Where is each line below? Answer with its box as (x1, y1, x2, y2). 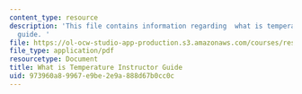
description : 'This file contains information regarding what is (9, 21, 263, 30)
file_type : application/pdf (9, 47, 115, 56)
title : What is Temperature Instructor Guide (9, 64, 182, 73)
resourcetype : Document (9, 55, 99, 64)
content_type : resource (9, 13, 99, 22)
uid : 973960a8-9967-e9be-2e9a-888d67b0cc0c (9, 72, 175, 81)
